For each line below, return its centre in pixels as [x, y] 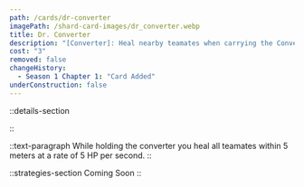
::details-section [40, 110]
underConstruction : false [58, 85]
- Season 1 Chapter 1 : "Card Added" [86, 77]
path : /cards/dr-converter [60, 18]
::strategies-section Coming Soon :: [76, 173]
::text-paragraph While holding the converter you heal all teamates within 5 [149, 145]
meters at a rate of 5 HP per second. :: [81, 155]
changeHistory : [38, 69]
